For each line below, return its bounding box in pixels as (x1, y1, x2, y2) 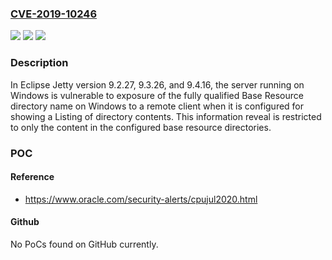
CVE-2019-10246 (10, 7, 98, 21)
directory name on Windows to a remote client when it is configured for (10, 100, 305, 112)
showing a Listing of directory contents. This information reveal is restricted (10, 110, 322, 122)
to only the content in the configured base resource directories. (10, 121, 272, 133)
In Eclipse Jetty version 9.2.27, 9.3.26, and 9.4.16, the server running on (10, 78, 305, 91)
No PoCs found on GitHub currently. (10, 238, 159, 250)
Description (10, 56, 69, 70)
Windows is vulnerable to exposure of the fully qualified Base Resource (10, 89, 304, 101)
